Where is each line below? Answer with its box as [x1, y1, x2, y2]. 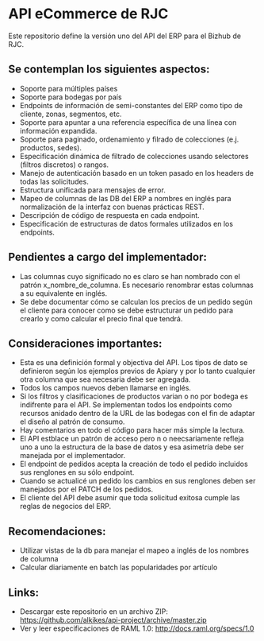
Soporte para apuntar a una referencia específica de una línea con [19, 117, 237, 127]
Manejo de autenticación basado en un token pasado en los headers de [19, 168, 254, 177]
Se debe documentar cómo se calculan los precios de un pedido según [19, 297, 253, 306]
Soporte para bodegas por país [19, 92, 122, 102]
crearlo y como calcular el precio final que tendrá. [19, 313, 183, 323]
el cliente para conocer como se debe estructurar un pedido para [19, 305, 234, 315]
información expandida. [19, 126, 98, 135]
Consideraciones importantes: [8, 336, 163, 350]
